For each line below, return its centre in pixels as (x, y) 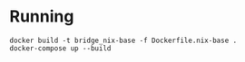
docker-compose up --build (60, 48)
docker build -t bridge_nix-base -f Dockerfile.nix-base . (123, 40)
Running (42, 17)
